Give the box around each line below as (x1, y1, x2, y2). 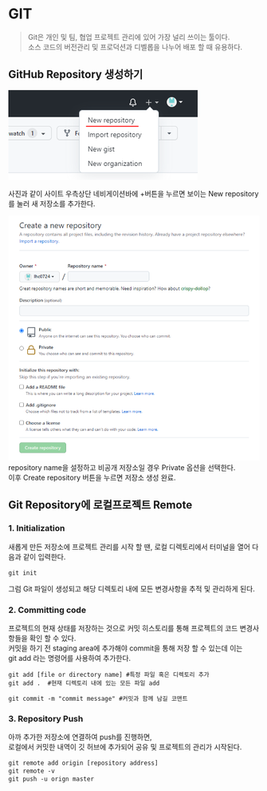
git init (8, 568, 37, 577)
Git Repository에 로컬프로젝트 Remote (8, 498, 193, 512)
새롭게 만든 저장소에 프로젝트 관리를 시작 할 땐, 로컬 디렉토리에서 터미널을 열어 (8, 542, 251, 552)
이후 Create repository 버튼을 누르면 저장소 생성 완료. (8, 473, 176, 482)
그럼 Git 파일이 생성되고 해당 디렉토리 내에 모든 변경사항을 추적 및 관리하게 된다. (8, 583, 255, 593)
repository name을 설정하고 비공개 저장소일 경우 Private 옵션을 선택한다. (8, 462, 236, 472)
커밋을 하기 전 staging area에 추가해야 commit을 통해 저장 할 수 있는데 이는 (8, 643, 243, 653)
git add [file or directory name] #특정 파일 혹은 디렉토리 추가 (8, 670, 210, 678)
